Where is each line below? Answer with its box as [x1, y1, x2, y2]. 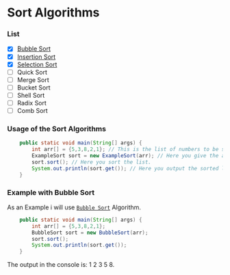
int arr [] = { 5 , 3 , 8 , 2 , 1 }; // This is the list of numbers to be [31, 146, 219, 153]
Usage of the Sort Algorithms [7, 124, 106, 133]
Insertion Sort [16, 53, 56, 61]
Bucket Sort [16, 83, 51, 92]
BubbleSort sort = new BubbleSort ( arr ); [31, 229, 149, 236]
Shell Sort [16, 91, 45, 99]
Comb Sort [16, 106, 48, 114]
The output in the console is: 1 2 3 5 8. [7, 261, 115, 269]
